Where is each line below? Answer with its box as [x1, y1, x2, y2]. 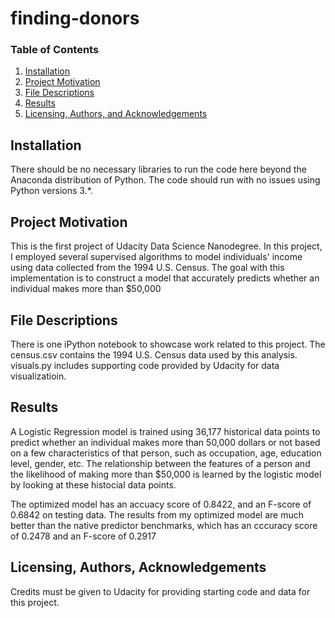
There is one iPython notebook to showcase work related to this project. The [10, 338, 326, 350]
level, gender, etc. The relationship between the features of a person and [10, 457, 311, 469]
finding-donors [10, 7, 140, 30]
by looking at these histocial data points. [10, 478, 177, 491]
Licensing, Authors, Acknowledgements [10, 559, 267, 576]
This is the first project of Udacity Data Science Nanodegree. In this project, [10, 240, 323, 252]
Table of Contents [10, 43, 100, 57]
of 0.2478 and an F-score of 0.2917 [10, 530, 157, 542]
